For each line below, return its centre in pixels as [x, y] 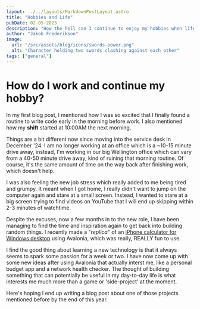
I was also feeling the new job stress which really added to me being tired [96, 182]
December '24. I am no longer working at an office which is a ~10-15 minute [99, 145]
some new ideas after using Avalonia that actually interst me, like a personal [99, 262]
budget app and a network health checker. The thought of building [88, 268]
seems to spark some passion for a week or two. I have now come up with [97, 256]
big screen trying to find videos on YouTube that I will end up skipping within [100, 201]
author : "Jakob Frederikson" [42, 34]
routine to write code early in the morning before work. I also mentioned [94, 121]
